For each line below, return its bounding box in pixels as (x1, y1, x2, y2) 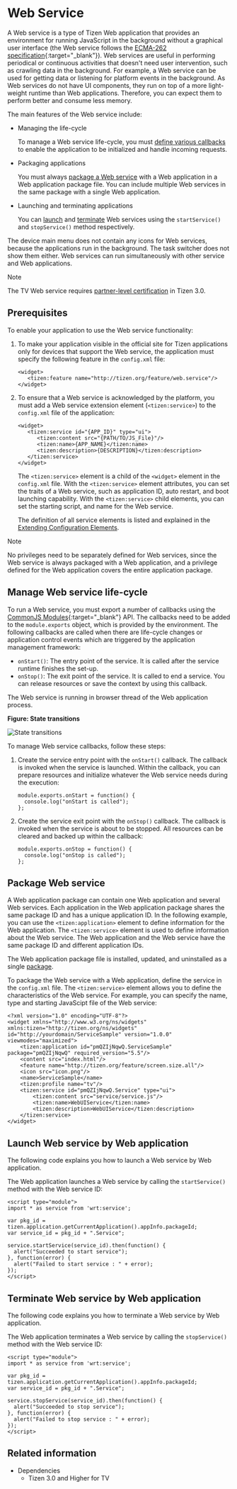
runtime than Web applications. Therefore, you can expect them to (28, 89, 222, 97)
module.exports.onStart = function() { (17, 792, 136, 799)
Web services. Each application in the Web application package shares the (7, 903, 225, 912)
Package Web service (7, 877, 105, 889)
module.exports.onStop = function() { (17, 846, 132, 853)
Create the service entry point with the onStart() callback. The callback (17, 755, 228, 764)
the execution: (17, 778, 60, 787)
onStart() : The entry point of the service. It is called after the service (17, 656, 219, 665)
